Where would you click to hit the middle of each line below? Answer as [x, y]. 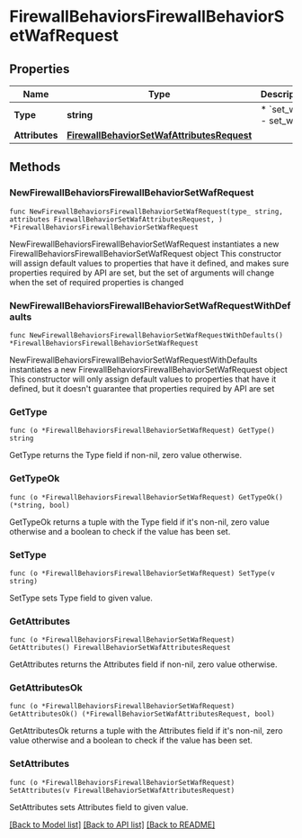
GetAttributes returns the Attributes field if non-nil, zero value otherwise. [143, 664]
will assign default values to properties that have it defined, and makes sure [149, 263]
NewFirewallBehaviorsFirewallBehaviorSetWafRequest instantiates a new [144, 244]
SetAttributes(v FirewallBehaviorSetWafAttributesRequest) [122, 790]
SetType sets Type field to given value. [81, 598]
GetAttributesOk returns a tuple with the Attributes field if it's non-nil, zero [146, 731]
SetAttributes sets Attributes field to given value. [99, 806]
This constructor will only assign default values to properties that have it [143, 379]
